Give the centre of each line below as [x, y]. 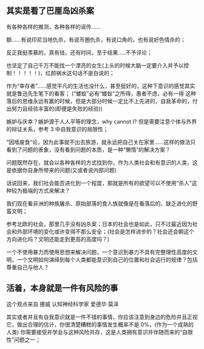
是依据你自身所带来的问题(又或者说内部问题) [62, 170]
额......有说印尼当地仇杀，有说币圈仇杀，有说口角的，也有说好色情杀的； [96, 39]
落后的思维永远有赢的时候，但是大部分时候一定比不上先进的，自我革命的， [99, 101]
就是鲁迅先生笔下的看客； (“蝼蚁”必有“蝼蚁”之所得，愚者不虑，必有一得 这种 [101, 93]
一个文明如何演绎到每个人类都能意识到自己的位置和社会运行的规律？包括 [107, 259]
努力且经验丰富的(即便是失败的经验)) [57, 109]
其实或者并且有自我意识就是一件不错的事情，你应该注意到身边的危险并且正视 [102, 317]
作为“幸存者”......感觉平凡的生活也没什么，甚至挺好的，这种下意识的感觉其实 [101, 86]
